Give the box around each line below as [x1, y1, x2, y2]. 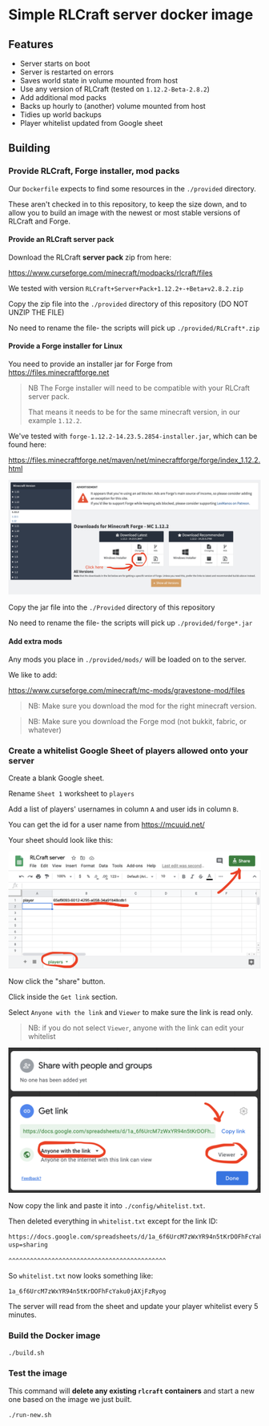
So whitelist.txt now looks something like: [8, 1271, 154, 1281]
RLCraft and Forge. [8, 216, 70, 226]
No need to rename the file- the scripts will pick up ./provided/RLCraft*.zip [8, 323, 260, 332]
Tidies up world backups [19, 110, 102, 119]
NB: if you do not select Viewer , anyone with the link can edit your [27, 1023, 244, 1033]
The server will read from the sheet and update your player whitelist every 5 [8, 1302, 259, 1311]
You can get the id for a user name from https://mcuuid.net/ [8, 820, 206, 829]
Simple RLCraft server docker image [8, 6, 254, 24]
